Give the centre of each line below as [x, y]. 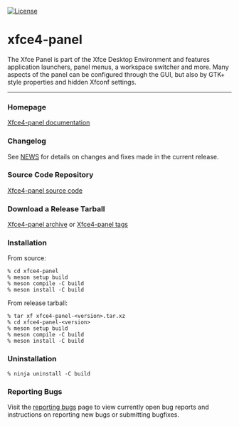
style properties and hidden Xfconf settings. [72, 82]
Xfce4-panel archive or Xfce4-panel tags [68, 225]
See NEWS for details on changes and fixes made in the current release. [113, 156]
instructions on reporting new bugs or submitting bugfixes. [94, 415]
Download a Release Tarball [56, 208]
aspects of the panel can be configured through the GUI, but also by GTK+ [116, 74]
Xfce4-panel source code [45, 190]
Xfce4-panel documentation [49, 123]
